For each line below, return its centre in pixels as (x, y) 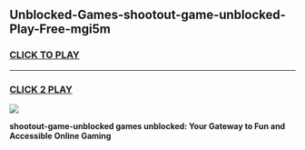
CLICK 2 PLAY (41, 89)
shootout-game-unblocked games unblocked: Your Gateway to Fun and (148, 125)
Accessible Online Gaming (60, 135)
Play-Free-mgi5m (60, 30)
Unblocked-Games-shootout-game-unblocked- (148, 15)
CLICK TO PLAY (44, 55)
